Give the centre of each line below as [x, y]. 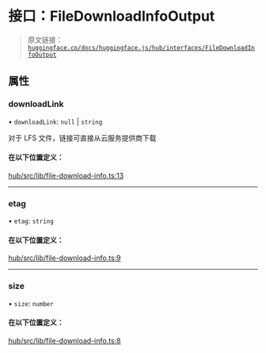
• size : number [31, 303]
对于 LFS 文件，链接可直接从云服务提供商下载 [82, 138]
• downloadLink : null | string [55, 121]
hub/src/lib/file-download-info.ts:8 [65, 340]
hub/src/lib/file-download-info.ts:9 [65, 258]
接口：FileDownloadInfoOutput [112, 16]
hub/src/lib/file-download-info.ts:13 [66, 175]
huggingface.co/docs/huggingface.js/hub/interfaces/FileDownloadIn [141, 48]
